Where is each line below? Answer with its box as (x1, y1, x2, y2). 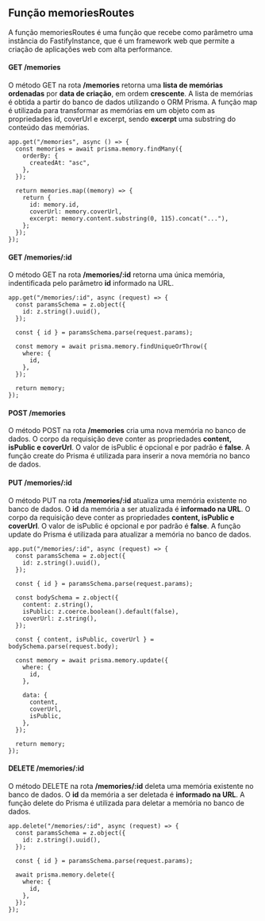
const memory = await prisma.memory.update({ (15, 656, 169, 664)
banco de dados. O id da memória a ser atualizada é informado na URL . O (8, 504, 251, 513)
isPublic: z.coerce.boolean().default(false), (22, 607, 179, 615)
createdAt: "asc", (29, 159, 90, 167)
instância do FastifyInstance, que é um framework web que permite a (8, 36, 236, 45)
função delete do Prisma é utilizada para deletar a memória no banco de (8, 798, 244, 807)
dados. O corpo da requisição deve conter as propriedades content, (8, 434, 232, 444)
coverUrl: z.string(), (22, 615, 98, 622)
